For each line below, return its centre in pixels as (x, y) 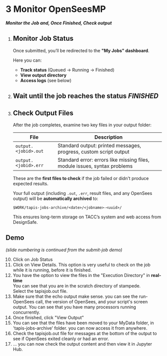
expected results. (30, 183)
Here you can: (27, 60)
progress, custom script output (93, 152)
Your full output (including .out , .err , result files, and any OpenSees (83, 193)
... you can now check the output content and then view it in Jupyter (83, 344)
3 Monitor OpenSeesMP (56, 9)
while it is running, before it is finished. (52, 270)
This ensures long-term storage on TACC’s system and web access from (87, 217)
